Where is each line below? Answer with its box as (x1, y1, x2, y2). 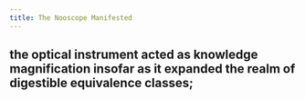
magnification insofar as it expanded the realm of (9, 61, 296, 77)
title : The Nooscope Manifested (9, 13, 132, 23)
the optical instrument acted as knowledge (9, 47, 258, 63)
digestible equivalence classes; (9, 75, 194, 91)
